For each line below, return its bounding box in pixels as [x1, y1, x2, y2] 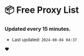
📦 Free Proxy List [4, 4, 79, 16]
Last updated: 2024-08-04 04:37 [11, 37, 78, 43]
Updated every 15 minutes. [4, 26, 71, 33]
